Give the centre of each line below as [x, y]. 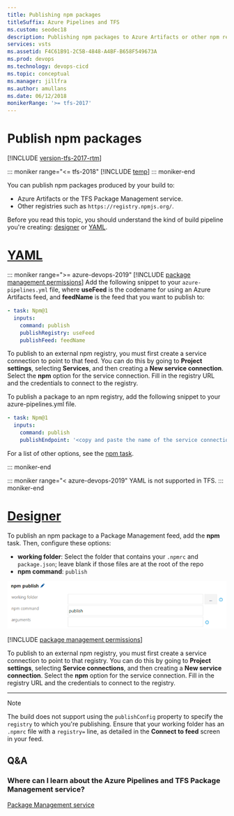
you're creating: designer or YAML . [57, 227]
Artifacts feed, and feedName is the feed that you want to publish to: [106, 297]
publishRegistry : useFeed [57, 333]
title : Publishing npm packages [54, 15]
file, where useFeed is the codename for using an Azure [130, 289]
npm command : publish [52, 571]
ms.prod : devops [31, 59]
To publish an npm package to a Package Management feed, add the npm [114, 536]
